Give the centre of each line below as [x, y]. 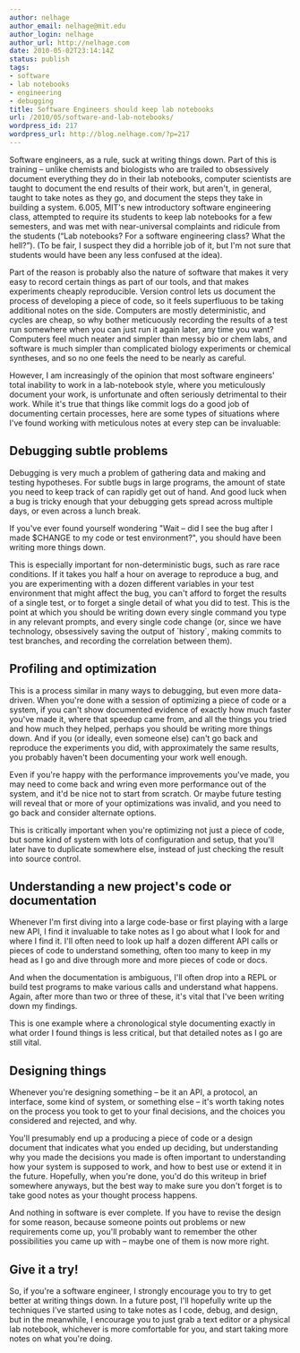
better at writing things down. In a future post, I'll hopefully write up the [141, 1300]
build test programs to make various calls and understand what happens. [144, 987]
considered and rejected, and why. [73, 1121]
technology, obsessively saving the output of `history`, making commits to [146, 631]
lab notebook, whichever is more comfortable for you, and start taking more [149, 1329]
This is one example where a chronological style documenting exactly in [142, 1023]
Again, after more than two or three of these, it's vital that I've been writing [147, 996]
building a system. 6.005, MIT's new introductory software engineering [140, 207]
